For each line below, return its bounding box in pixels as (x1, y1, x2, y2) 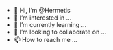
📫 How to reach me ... (13, 36, 77, 43)
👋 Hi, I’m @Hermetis (13, 7, 71, 14)
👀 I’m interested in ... (13, 14, 72, 22)
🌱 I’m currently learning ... (13, 21, 87, 28)
